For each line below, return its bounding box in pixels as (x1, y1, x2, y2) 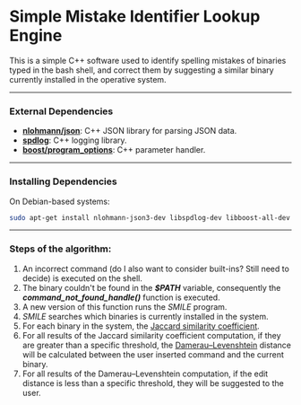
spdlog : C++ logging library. (21, 135, 127, 145)
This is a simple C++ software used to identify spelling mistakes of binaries (9, 55, 287, 66)
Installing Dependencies (9, 175, 118, 188)
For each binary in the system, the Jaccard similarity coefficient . (21, 321, 260, 331)
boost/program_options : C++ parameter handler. (21, 145, 206, 155)
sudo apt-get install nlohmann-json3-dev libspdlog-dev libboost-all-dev (9, 213, 291, 222)
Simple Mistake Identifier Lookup (9, 6, 261, 27)
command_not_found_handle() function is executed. (21, 292, 221, 303)
